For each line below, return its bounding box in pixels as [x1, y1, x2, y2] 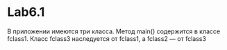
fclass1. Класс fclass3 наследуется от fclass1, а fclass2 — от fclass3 [7, 34, 207, 42]
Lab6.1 [7, 4, 45, 20]
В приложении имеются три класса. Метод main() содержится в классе [7, 27, 221, 35]
